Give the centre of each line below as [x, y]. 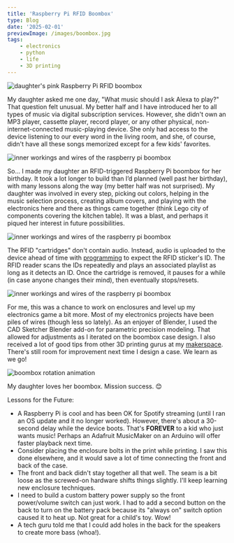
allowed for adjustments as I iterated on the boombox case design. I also [111, 337]
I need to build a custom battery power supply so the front [101, 495]
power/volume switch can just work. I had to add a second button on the [121, 502]
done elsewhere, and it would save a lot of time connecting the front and [122, 458]
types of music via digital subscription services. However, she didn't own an [117, 114]
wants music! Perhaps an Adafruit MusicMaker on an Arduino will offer [119, 435]
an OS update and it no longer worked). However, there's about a [111, 421]
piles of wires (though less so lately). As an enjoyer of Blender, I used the [112, 322]
